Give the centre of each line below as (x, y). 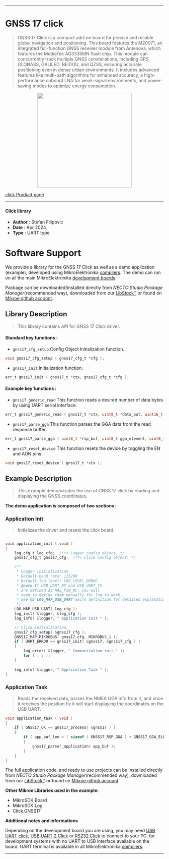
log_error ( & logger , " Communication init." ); (74, 651)
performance (31, 80)
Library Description (36, 314)
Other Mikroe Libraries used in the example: (52, 790)
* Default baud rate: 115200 (47, 576)
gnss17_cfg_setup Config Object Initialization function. (68, 349)
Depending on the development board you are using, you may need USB (80, 831)
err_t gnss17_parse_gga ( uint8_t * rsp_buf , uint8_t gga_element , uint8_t (85, 439)
